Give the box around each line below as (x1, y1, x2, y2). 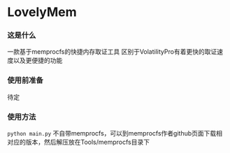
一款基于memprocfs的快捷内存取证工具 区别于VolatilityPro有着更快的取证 (7, 48, 217, 56)
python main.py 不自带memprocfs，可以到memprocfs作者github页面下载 (7, 129, 217, 138)
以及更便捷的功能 (13, 57, 63, 65)
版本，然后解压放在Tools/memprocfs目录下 (25, 138, 150, 147)
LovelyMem (7, 4, 77, 20)
